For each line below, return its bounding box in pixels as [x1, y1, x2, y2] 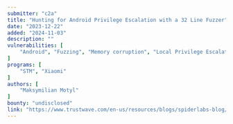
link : [7, 106, 23, 113]
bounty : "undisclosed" [7, 100, 73, 107]
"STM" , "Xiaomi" [19, 68, 67, 74]
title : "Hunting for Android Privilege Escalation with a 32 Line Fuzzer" [7, 17, 228, 23]
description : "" [7, 36, 54, 43]
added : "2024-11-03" [7, 29, 67, 37]
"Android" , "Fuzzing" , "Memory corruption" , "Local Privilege [19, 49, 203, 56]
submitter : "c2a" [7, 10, 58, 17]
